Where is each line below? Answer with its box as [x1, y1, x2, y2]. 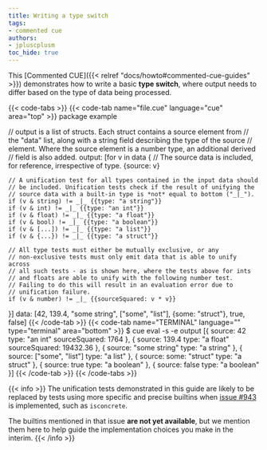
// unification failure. [8, 288, 91, 296]
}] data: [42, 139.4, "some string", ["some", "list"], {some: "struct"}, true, [8, 309, 245, 318]
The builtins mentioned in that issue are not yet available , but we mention [8, 416, 250, 425]
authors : [8, 34, 37, 42]
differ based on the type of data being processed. [8, 88, 172, 97]
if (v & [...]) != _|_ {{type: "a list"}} [8, 225, 151, 233]
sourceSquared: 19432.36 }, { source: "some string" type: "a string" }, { [8, 343, 243, 352]
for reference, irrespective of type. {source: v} [8, 161, 160, 170]
